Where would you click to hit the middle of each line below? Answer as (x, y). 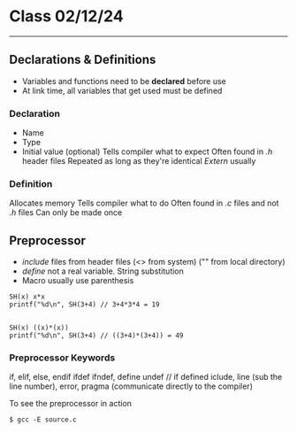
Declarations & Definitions (83, 60)
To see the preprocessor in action (71, 404)
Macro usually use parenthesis (78, 281)
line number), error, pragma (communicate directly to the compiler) (131, 386)
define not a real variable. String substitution (103, 271)
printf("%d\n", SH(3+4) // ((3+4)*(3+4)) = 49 (96, 336)
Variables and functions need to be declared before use (124, 81)
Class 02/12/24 (66, 16)
